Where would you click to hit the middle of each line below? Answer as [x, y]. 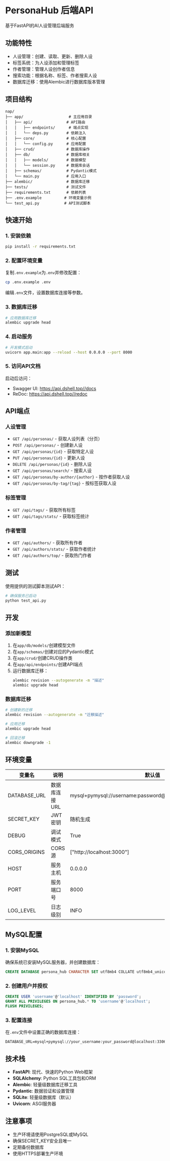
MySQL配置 [24, 934]
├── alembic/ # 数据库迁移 [48, 182]
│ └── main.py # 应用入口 [46, 176]
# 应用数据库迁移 [21, 318]
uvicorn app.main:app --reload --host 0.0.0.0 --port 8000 [69, 352]
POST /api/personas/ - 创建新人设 [48, 445]
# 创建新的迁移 [19, 710]
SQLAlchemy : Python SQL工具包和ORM [54, 1078]
